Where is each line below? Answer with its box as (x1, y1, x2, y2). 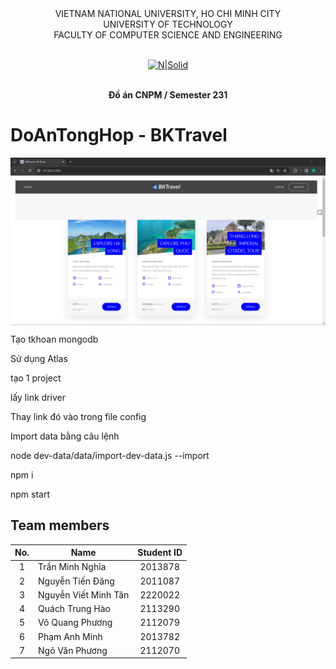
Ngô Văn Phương (38, 644, 108, 656)
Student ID (137, 547, 183, 558)
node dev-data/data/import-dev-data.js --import (10, 449, 210, 461)
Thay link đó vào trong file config (10, 410, 147, 422)
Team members (10, 517, 110, 534)
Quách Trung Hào (38, 603, 111, 614)
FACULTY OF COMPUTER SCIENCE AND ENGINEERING (53, 29, 283, 41)
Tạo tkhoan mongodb (10, 333, 99, 345)
